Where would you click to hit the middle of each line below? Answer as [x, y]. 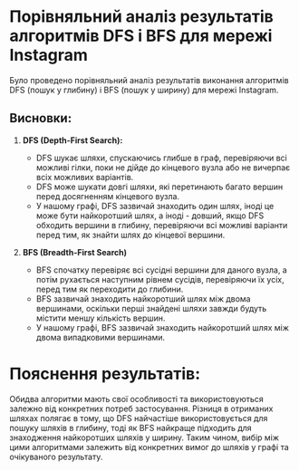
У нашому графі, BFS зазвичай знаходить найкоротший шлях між [163, 327]
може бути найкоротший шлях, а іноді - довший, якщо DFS [150, 216]
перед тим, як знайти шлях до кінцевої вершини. [130, 235]
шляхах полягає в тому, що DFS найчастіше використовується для [139, 418]
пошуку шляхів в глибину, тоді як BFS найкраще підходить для [130, 428]
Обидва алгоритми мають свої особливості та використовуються [137, 399]
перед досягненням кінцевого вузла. [107, 196]
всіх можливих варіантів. [85, 177]
